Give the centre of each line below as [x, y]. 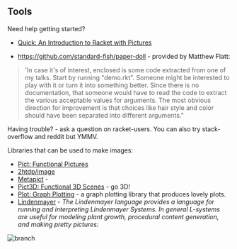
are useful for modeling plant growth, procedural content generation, [118, 216]
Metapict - [33, 179]
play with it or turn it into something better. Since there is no [112, 85]
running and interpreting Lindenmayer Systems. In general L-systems [119, 209]
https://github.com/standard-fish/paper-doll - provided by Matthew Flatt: [124, 56]
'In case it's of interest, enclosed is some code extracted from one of [125, 70]
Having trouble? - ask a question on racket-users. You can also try [104, 129]
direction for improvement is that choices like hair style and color [119, 107]
